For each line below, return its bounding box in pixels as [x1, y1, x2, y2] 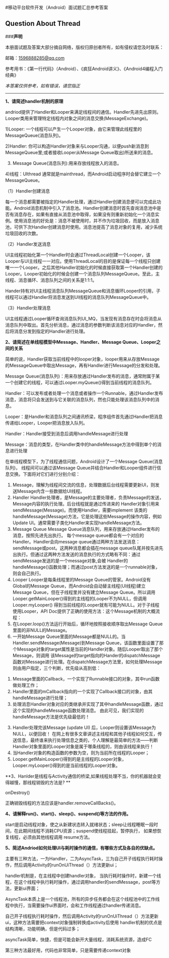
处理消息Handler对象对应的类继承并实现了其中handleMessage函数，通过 [12, 701, 163, 707]
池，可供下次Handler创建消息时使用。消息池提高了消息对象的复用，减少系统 [5, 224, 162, 230]
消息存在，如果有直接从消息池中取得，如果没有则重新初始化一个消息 [14, 211, 155, 217]
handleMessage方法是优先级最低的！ [12, 713, 90, 719]
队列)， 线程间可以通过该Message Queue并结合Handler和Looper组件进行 [5, 465, 157, 471]
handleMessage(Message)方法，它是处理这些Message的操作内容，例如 [12, 513, 162, 519]
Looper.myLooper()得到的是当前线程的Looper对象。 [12, 762, 121, 768]
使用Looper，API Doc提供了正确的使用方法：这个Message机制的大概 [12, 608, 156, 614]
